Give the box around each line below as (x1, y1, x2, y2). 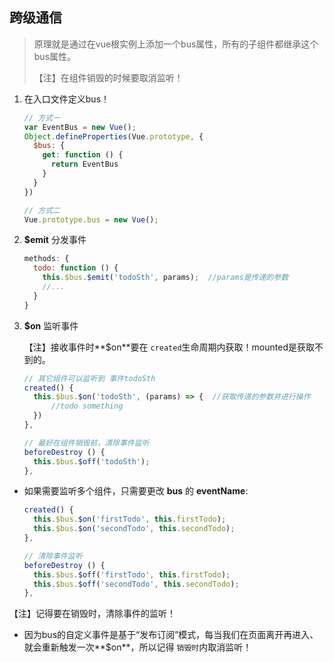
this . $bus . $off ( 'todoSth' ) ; (33, 456, 151, 467)
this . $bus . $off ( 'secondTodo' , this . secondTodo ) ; (33, 579, 240, 589)
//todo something (50, 401, 124, 412)
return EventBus (50, 159, 119, 170)
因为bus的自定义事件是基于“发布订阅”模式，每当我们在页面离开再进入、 (23, 629, 319, 641)
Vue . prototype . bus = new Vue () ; (23, 214, 159, 225)
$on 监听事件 (23, 319, 79, 332)
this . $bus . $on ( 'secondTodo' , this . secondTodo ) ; (33, 524, 236, 534)
